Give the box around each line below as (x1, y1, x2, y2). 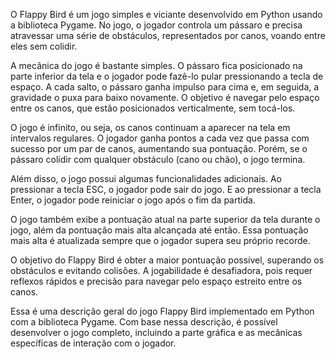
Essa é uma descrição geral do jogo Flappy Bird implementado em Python (10, 305, 315, 317)
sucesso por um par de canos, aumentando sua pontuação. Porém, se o (10, 143, 308, 154)
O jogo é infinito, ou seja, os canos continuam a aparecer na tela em (10, 122, 291, 133)
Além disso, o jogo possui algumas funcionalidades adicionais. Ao (10, 173, 282, 184)
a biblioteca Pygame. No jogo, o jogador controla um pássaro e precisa (10, 19, 303, 31)
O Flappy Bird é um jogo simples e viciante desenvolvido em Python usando (10, 9, 323, 20)
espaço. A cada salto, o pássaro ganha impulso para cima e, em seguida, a (10, 81, 320, 93)
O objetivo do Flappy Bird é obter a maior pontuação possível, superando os (10, 254, 325, 266)
